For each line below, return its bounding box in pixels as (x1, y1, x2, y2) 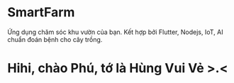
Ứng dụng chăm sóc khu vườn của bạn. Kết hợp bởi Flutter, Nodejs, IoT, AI (7, 28, 223, 36)
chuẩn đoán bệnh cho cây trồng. (7, 35, 103, 43)
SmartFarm (7, 4, 75, 21)
